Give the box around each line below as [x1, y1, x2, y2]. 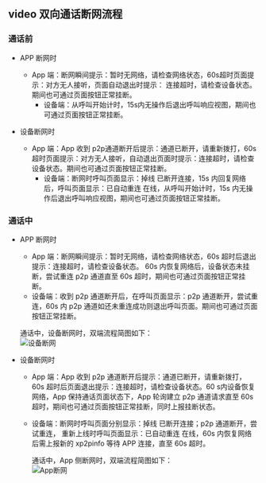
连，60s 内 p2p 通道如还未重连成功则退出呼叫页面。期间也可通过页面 [31, 301, 258, 310]
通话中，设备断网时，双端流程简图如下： [19, 328, 152, 337]
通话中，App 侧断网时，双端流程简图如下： [31, 455, 173, 465]
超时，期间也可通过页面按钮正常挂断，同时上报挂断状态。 [31, 401, 220, 411]
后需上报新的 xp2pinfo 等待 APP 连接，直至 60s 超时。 [31, 438, 210, 448]
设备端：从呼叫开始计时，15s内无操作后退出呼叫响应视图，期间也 [43, 99, 256, 109]
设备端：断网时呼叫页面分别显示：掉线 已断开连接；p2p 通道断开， [31, 419, 251, 428]
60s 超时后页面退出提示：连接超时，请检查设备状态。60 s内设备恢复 [31, 381, 256, 391]
